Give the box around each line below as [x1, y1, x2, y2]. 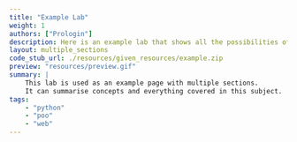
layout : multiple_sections [9, 46, 109, 55]
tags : [9, 94, 29, 104]
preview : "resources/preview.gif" [9, 63, 137, 71]
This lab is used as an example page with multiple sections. [25, 78, 259, 87]
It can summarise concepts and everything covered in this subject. [25, 86, 283, 95]
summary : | [9, 71, 49, 79]
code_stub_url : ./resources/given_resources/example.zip [9, 54, 224, 63]
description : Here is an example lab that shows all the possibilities [9, 37, 278, 47]
